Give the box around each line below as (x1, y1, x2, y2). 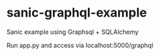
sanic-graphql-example (6, 5, 147, 21)
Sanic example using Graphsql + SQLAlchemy (6, 28, 139, 36)
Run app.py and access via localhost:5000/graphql (6, 41, 154, 49)
